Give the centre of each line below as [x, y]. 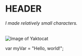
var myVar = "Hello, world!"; [35, 48]
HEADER [24, 9]
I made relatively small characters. [41, 23]
